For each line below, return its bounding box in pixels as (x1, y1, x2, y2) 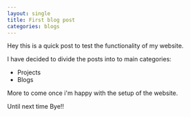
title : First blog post (7, 17, 76, 23)
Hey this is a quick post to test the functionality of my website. (7, 42, 184, 50)
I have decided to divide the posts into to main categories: (7, 55, 172, 63)
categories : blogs (7, 23, 60, 30)
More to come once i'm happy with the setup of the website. (7, 89, 178, 97)
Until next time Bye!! (7, 103, 64, 111)
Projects (17, 68, 41, 76)
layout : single (7, 10, 51, 17)
